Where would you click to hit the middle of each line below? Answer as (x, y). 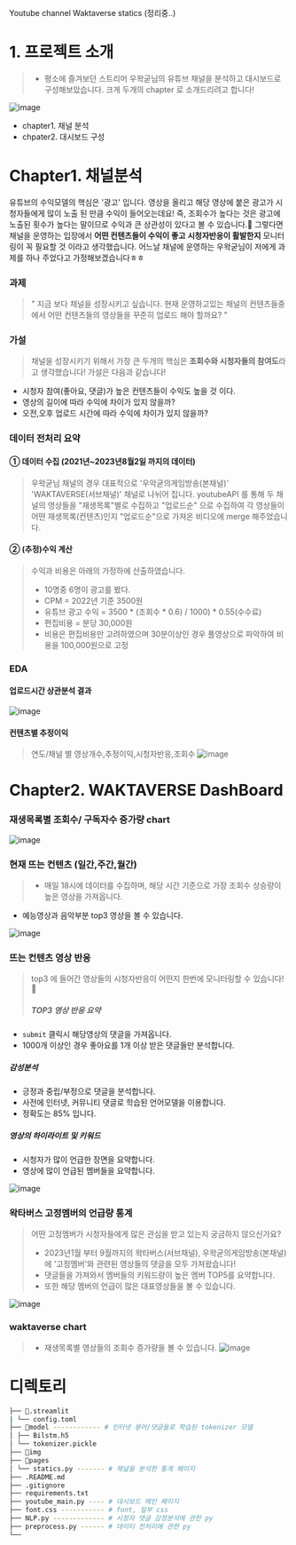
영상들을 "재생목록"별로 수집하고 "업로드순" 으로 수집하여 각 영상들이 (166, 505)
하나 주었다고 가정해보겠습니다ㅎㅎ (85, 257)
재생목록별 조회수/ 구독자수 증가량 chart (90, 820)
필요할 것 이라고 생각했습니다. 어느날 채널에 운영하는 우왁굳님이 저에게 (156, 246)
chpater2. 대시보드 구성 (63, 137)
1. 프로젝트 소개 (62, 52)
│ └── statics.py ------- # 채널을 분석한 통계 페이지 (102, 1469)
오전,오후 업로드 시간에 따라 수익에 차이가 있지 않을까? (115, 413)
